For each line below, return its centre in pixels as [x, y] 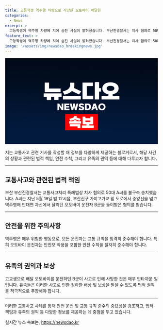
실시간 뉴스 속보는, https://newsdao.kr [42, 322]
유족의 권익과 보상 [30, 266]
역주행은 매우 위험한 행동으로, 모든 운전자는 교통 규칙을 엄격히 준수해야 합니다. [79, 239]
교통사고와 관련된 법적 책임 [42, 180]
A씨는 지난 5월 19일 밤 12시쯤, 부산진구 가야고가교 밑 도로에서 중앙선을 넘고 [86, 199]
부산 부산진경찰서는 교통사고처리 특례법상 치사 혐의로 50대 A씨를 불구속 [73, 192]
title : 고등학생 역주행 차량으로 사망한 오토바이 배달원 [53, 10]
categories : [17, 15]
